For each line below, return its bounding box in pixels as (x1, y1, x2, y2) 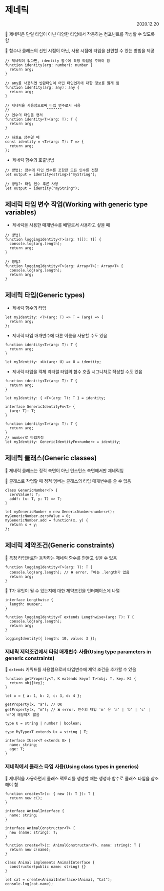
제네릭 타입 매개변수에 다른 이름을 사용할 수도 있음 (12, 332, 107, 338)
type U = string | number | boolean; (5, 721, 82, 726)
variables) (5, 208, 37, 217)
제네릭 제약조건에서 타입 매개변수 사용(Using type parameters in (5, 648, 151, 655)
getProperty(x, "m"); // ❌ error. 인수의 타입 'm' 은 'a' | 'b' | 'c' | (5, 707, 150, 712)
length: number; (9, 602, 42, 607)
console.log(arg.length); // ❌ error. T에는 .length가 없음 (9, 570, 130, 575)
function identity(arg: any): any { (5, 85, 80, 90)
